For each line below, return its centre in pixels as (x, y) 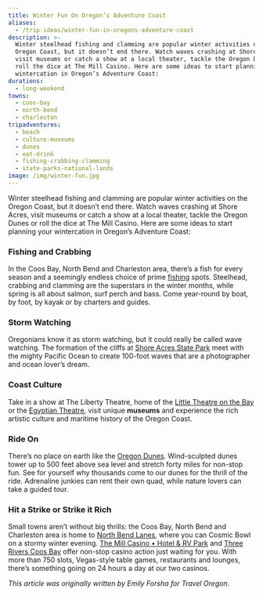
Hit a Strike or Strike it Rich (60, 509)
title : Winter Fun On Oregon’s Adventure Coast (87, 15)
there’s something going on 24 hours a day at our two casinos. (109, 569)
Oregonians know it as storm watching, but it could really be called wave (125, 340)
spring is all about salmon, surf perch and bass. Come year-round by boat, (128, 294)
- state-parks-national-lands (64, 169)
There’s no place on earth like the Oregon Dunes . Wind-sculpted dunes (123, 456)
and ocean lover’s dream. (49, 365)
